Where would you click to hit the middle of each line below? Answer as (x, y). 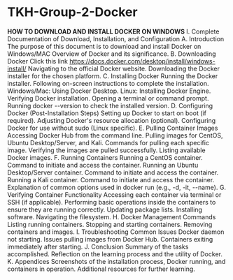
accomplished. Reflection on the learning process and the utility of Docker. (115, 254)
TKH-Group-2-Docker (72, 12)
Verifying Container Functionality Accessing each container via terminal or (114, 194)
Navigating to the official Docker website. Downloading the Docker (124, 68)
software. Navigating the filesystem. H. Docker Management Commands (112, 216)
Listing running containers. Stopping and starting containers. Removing (110, 224)
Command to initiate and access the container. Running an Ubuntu (103, 165)
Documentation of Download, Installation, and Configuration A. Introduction (116, 38)
